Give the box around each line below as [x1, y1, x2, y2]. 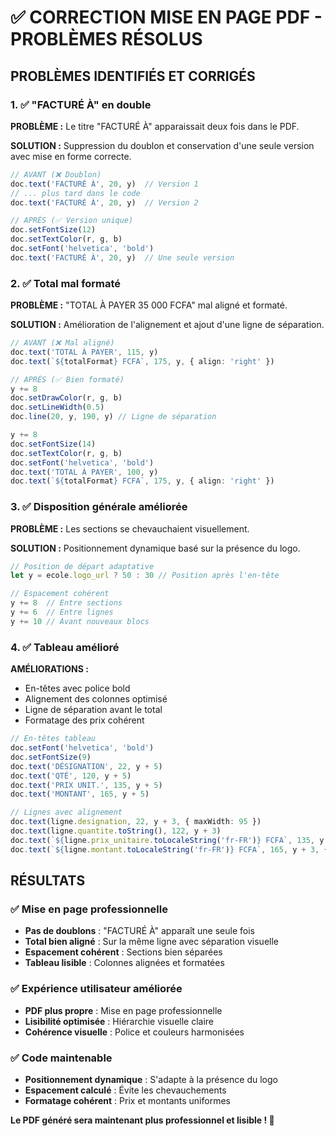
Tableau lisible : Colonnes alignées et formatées [24, 957, 225, 969]
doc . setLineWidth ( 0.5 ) [10, 402, 105, 413]
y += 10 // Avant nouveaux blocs [10, 616, 150, 626]
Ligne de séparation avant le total [24, 704, 163, 716]
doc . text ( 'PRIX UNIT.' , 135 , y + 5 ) [10, 780, 163, 790]
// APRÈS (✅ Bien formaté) [10, 374, 125, 385]
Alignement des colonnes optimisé [24, 693, 168, 705]
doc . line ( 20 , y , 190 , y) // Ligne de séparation [10, 412, 217, 422]
